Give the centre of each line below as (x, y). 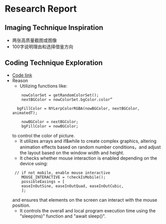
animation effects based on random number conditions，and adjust (90, 147)
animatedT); (25, 113)
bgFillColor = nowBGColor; (50, 126)
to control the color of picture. (43, 135)
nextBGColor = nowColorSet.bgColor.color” (67, 99)
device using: (34, 163)
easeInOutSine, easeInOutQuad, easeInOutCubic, (73, 186)
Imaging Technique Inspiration (54, 28)
